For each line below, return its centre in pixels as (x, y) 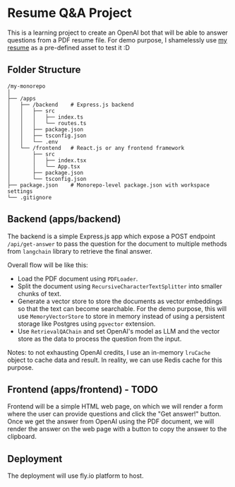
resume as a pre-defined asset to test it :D (69, 47)
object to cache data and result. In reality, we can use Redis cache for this (115, 360)
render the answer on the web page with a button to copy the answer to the (117, 429)
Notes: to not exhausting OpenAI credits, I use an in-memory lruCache (109, 352)
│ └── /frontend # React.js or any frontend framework (96, 148)
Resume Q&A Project (70, 13)
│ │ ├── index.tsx (47, 160)
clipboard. (22, 437)
